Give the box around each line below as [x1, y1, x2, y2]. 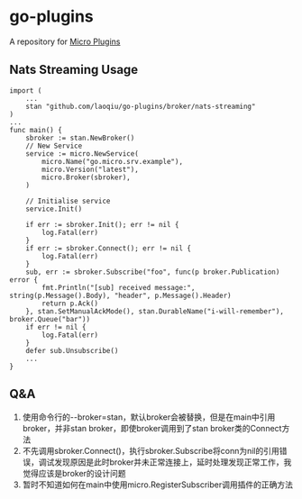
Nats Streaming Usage [9, 62, 139, 77]
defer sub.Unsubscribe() [25, 346, 119, 355]
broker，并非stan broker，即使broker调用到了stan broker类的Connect [22, 422, 282, 433]
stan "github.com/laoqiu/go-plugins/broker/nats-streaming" [25, 102, 256, 111]
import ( [9, 86, 42, 95]
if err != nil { [25, 322, 87, 331]
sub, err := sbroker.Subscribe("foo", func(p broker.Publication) [25, 268, 280, 277]
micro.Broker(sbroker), [41, 173, 131, 182]
